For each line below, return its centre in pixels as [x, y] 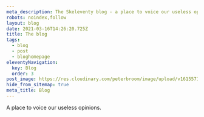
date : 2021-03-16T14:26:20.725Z [47, 29]
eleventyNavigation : [32, 62]
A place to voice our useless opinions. [54, 107]
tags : [13, 40]
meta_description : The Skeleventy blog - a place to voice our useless [99, 12]
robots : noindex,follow [36, 17]
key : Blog [24, 68]
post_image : [21, 79]
